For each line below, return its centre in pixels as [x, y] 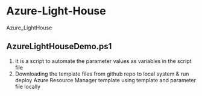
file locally [28, 86]
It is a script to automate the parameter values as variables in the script [103, 61]
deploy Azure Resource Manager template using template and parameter [105, 80]
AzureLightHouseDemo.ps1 [59, 46]
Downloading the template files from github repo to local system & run [102, 74]
